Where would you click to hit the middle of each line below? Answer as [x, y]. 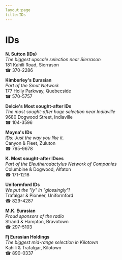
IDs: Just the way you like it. [35, 138]
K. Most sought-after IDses [35, 159]
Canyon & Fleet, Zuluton [30, 143]
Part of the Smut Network [32, 86]
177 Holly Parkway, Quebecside [38, 91]
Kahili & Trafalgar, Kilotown [34, 248]
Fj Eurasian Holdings [27, 237]
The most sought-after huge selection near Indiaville [60, 112]
